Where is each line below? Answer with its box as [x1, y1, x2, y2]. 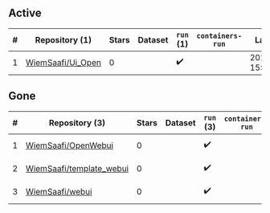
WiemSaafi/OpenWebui [25, 140, 114, 151]
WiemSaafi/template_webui [25, 162, 129, 174]
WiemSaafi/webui [25, 186, 92, 197]
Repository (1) [35, 34, 92, 45]
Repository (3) [48, 117, 106, 128]
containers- [196, 31, 243, 40]
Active [8, 6, 42, 20]
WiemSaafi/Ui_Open [25, 56, 102, 68]
